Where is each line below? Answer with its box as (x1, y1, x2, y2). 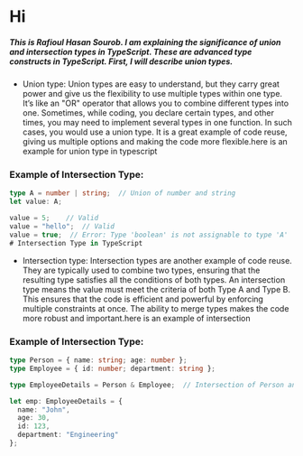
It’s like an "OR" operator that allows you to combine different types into (22, 98, 289, 109)
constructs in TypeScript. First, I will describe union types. (9, 56, 234, 67)
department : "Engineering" (17, 431, 119, 440)
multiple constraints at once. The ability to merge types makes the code (22, 302, 289, 313)
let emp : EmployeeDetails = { (9, 396, 124, 405)
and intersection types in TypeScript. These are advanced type (9, 46, 252, 57)
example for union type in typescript (22, 146, 158, 157)
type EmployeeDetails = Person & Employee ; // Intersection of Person (9, 380, 284, 389)
